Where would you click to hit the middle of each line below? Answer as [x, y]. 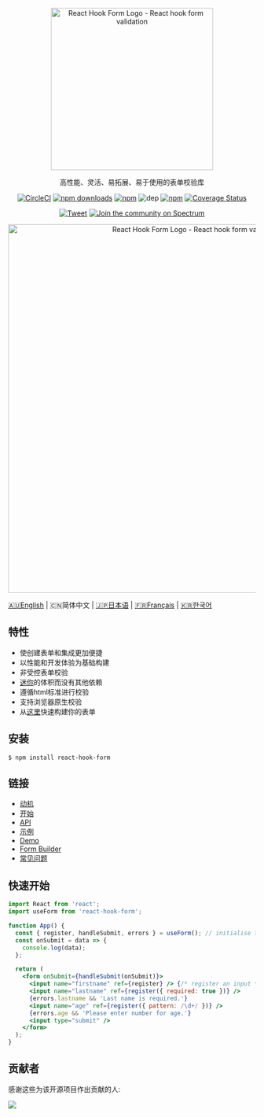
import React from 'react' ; [54, 905]
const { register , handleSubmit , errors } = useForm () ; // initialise [133, 933]
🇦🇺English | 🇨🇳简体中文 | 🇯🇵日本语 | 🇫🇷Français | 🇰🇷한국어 [110, 605]
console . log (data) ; [54, 948]
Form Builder [40, 849]
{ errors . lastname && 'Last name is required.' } [108, 998]
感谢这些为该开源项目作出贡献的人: [64, 1089]
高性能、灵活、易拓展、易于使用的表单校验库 [132, 182]
